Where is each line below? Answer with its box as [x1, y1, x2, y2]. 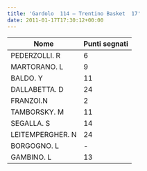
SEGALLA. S [10, 118, 51, 128]
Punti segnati [83, 39, 128, 49]
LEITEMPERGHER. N [10, 129, 77, 139]
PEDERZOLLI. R [10, 50, 61, 60]
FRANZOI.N [10, 95, 49, 105]
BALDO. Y [10, 73, 43, 83]
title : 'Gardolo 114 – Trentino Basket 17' [7, 10, 141, 17]
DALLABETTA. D [10, 84, 64, 94]
